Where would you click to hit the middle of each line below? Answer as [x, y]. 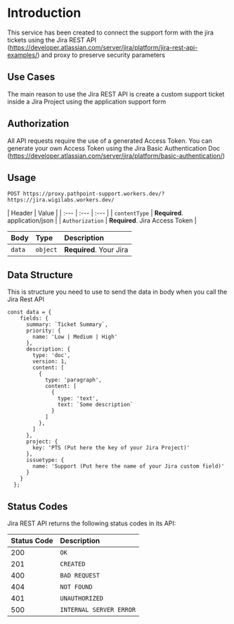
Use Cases [31, 77]
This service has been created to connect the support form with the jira [111, 32]
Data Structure [40, 275]
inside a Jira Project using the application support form [87, 101]
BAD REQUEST [80, 575]
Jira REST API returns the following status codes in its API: [92, 523]
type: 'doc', [52, 356]
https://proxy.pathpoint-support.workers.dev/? [94, 194]
